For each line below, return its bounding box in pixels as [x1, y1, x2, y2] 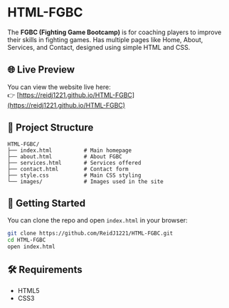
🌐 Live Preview [7, 63, 75, 76]
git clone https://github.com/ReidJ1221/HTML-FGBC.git [7, 230, 174, 237]
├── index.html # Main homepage [7, 147, 132, 154]
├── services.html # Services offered [7, 159, 142, 166]
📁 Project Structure [7, 122, 94, 134]
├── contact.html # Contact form [7, 165, 129, 173]
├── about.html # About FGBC [7, 153, 122, 160]
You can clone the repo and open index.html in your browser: [7, 216, 188, 225]
